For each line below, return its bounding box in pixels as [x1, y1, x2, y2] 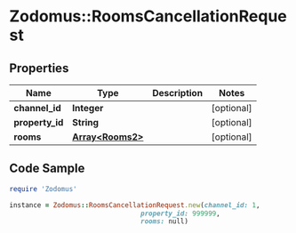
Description [152, 87, 203, 99]
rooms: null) [140, 217, 189, 226]
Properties [9, 60, 69, 76]
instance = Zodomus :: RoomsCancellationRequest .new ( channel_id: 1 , [9, 200, 260, 210]
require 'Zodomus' [9, 184, 77, 193]
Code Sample [9, 161, 85, 176]
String [72, 116, 100, 128]
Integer [72, 102, 104, 114]
